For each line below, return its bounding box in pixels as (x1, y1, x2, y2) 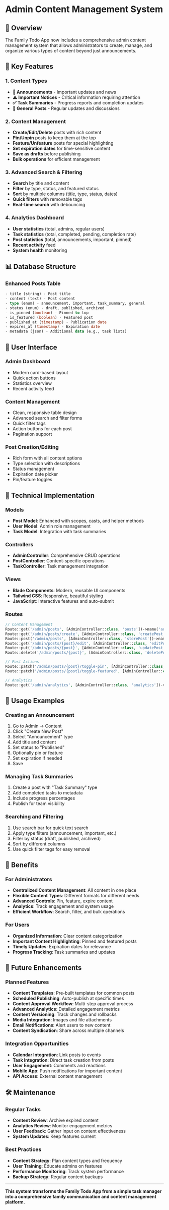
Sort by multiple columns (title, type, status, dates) (12, 191, 118, 197)
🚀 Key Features (5, 62, 54, 71)
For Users (5, 921, 30, 929)
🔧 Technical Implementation (5, 491, 95, 500)
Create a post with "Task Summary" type (12, 784, 98, 790)
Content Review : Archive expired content (12, 1117, 99, 1123)
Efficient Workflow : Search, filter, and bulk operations (12, 909, 125, 915)
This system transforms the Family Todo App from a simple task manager (5, 1188, 162, 1194)
